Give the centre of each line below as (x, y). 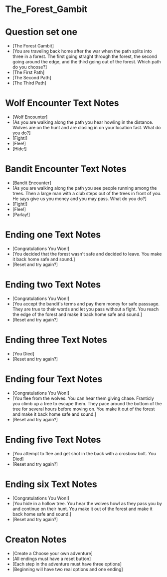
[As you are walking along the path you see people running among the (84, 188)
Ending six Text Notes (51, 484)
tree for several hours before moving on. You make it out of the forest (83, 409)
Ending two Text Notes (53, 285)
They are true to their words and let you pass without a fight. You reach (85, 309)
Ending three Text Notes (56, 340)
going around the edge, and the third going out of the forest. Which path (86, 62)
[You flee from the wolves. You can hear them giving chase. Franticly (83, 398)
